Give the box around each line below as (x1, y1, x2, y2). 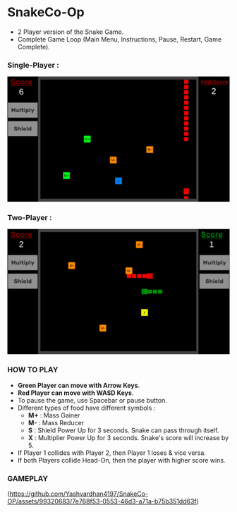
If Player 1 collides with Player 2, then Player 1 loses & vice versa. (17, 449, 207, 457)
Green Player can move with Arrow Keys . (17, 381, 140, 389)
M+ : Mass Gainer (28, 410, 80, 420)
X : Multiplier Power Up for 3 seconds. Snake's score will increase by (28, 433, 229, 441)
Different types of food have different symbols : (17, 403, 156, 412)
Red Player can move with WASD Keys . (17, 389, 134, 397)
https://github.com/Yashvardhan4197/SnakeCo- (9, 489, 149, 498)
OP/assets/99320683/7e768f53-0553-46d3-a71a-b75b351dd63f (7, 497, 197, 506)
